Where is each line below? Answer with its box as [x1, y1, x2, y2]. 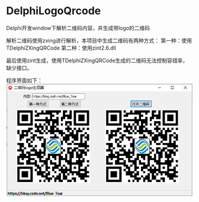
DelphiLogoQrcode [6, 4, 101, 18]
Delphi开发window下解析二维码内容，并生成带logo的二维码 [6, 24, 150, 31]
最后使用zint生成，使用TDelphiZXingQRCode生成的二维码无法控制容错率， [6, 57, 188, 64]
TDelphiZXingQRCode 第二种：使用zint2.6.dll [6, 44, 117, 51]
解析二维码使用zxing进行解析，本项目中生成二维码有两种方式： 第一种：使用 [6, 37, 192, 44]
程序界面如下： [6, 77, 43, 84]
